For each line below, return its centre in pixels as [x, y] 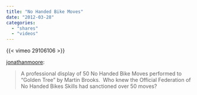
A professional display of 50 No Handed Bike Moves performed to [101, 74]
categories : [21, 23]
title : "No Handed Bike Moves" [45, 12]
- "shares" [25, 28]
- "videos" [25, 34]
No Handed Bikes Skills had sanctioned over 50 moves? [89, 86]
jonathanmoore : [26, 62]
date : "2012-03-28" [30, 17]
